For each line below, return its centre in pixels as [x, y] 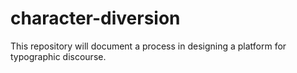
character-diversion [95, 18]
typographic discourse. [58, 56]
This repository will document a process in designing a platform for [148, 46]
